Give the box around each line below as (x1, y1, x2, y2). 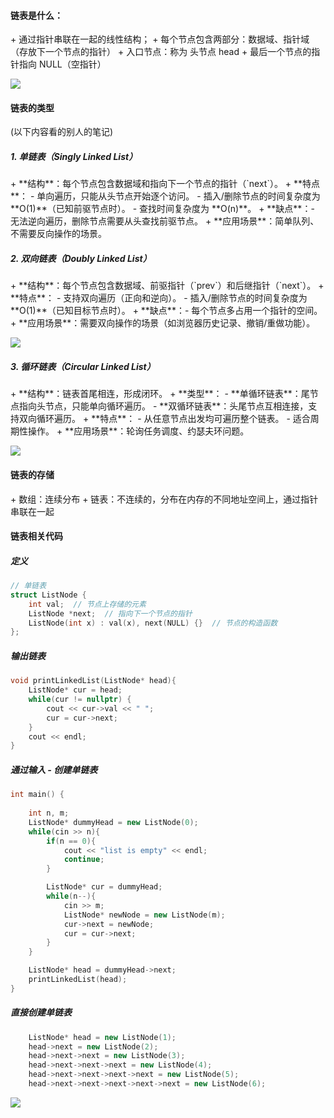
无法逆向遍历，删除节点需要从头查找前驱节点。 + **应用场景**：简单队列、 (10, 215, 320, 227)
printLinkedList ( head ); (28, 975, 128, 985)
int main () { (10, 790, 65, 800)
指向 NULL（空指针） (18, 58, 107, 70)
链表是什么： (10, 9, 63, 21)
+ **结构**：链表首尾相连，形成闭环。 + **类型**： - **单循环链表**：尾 (10, 388, 310, 400)
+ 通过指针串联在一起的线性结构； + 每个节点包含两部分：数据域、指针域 (10, 33, 310, 45)
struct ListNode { (10, 590, 87, 600)
